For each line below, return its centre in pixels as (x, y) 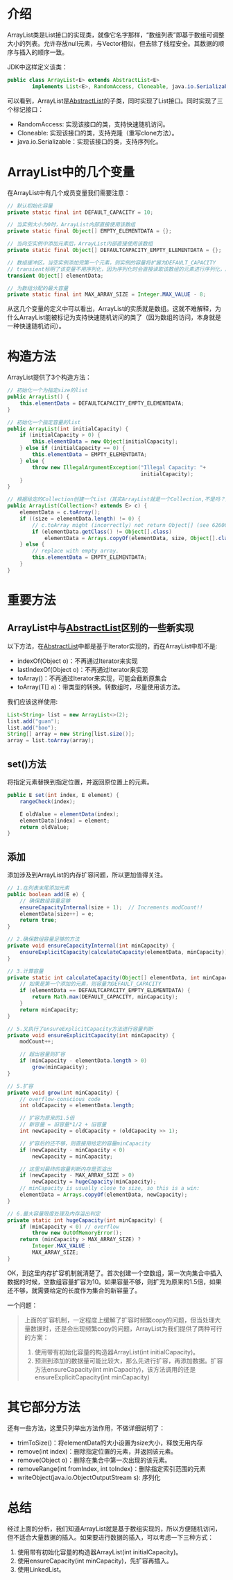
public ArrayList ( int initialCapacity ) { (68, 429)
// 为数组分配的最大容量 (38, 288)
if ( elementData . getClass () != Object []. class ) (102, 532)
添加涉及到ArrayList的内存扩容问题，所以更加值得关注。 (87, 875)
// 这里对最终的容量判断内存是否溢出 (66, 1169)
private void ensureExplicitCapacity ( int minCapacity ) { (91, 1035)
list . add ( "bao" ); (32, 728)
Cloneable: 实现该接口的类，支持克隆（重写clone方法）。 (97, 133)
